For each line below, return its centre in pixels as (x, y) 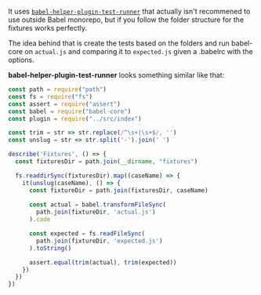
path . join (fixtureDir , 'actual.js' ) (96, 212)
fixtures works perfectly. (48, 28)
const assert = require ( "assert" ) (65, 104)
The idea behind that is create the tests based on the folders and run (119, 43)
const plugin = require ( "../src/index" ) (75, 118)
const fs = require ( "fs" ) (50, 97)
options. (22, 60)
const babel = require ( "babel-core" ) (70, 111)
